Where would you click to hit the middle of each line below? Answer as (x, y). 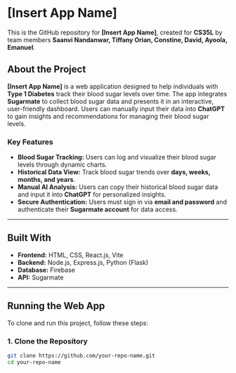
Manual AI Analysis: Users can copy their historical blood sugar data (118, 187)
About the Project (47, 69)
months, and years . (46, 180)
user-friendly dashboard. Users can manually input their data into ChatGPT (116, 109)
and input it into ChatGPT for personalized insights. (92, 195)
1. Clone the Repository (47, 341)
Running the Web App (56, 306)
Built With (29, 238)
